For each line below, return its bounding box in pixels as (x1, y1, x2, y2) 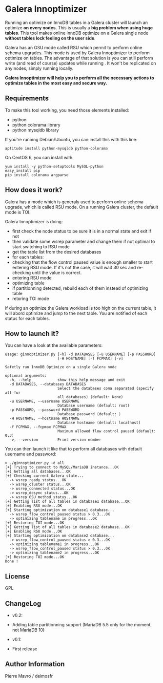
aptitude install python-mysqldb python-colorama (5, 146, 108, 151)
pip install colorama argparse (5, 172, 69, 177)
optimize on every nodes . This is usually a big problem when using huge (5, 24, 153, 30)
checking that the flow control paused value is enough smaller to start (12, 259, 153, 265)
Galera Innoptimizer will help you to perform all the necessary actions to (5, 75, 155, 81)
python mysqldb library (12, 127, 59, 133)
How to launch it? (5, 329, 60, 338)
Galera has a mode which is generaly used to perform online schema (5, 199, 144, 205)
